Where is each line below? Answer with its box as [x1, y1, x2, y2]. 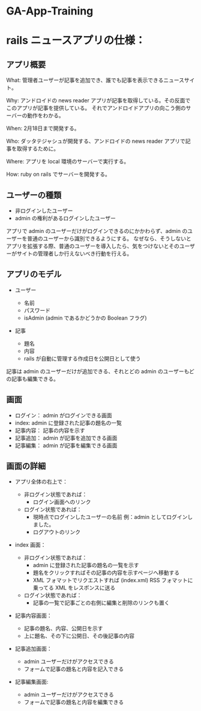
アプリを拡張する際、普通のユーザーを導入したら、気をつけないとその [6, 243, 180, 249]
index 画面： [14, 541, 46, 548]
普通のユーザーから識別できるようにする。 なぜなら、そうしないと [26, 235, 192, 242]
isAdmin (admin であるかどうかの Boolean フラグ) [23, 314, 147, 321]
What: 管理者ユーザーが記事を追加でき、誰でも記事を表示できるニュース [6, 76, 185, 84]
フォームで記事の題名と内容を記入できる [23, 665, 124, 672]
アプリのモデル [6, 269, 62, 279]
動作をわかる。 [26, 112, 64, 119]
